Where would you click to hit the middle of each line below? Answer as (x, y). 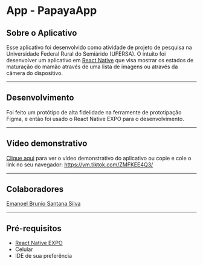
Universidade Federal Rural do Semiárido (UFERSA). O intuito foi (86, 54)
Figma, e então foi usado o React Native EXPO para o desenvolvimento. (95, 119)
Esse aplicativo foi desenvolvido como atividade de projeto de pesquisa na (99, 47)
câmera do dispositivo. (35, 73)
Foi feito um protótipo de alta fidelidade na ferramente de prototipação (94, 112)
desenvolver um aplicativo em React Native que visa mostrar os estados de (100, 60)
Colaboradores (35, 189)
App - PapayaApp (52, 11)
